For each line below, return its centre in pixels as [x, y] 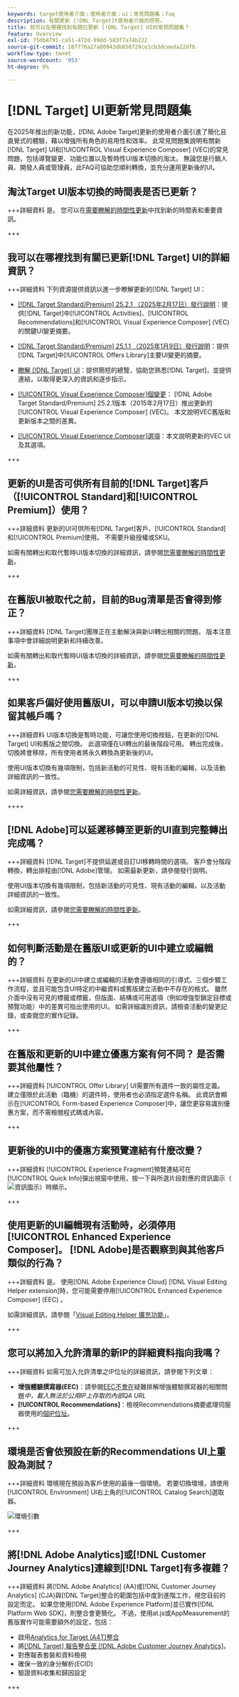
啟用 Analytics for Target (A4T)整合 [68, 1637]
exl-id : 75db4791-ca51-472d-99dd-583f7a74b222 [78, 41]
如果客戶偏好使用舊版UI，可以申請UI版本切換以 [110, 703]
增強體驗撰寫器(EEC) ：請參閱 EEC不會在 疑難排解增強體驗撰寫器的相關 [119, 1386]
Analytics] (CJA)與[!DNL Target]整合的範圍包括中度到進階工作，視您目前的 [117, 1595]
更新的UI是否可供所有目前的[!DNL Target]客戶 [108, 483]
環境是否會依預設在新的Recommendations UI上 [112, 1451]
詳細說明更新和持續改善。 [69, 640]
